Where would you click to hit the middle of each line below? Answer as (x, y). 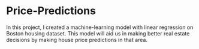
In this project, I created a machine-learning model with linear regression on (100, 27)
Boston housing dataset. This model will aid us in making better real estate (98, 33)
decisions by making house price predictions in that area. (77, 40)
